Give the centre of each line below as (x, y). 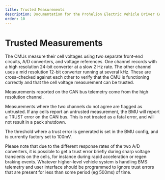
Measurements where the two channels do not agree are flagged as (74, 107)
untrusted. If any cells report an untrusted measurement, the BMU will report (82, 112)
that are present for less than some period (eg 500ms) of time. (68, 172)
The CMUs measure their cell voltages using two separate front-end (74, 56)
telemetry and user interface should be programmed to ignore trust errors (80, 167)
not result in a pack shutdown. (36, 122)
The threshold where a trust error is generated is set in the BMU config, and (82, 132)
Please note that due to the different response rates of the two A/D (72, 146)
